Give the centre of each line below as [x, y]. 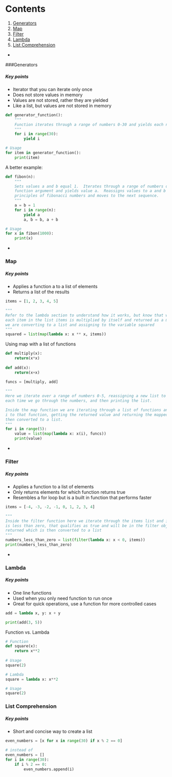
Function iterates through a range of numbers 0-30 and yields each [89, 124]
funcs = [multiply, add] [32, 382]
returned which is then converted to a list [53, 530]
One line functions [32, 593]
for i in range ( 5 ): [26, 429]
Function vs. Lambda [27, 632]
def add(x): [18, 368]
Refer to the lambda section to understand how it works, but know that [84, 315]
